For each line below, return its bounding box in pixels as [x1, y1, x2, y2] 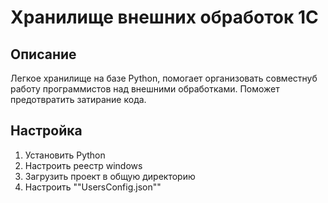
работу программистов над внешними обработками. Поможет [10, 83, 280, 95]
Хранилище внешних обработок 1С [10, 6, 319, 29]
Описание [10, 46, 77, 63]
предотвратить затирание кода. [10, 94, 147, 105]
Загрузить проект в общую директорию [24, 170, 196, 182]
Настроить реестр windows [24, 159, 143, 171]
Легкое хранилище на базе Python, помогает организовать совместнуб [10, 72, 318, 84]
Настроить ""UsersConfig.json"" [24, 181, 162, 193]
